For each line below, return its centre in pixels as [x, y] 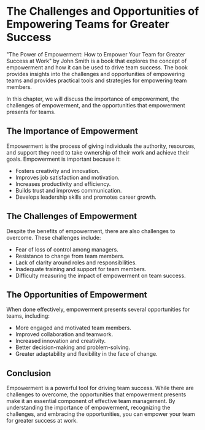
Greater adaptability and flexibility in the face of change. [86, 354]
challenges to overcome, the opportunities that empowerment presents [96, 394]
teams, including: [28, 316]
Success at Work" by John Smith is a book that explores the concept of [97, 61]
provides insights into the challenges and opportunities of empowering [96, 74]
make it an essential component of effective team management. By [91, 401]
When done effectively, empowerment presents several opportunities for [98, 309]
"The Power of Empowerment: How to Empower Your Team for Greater [96, 54]
